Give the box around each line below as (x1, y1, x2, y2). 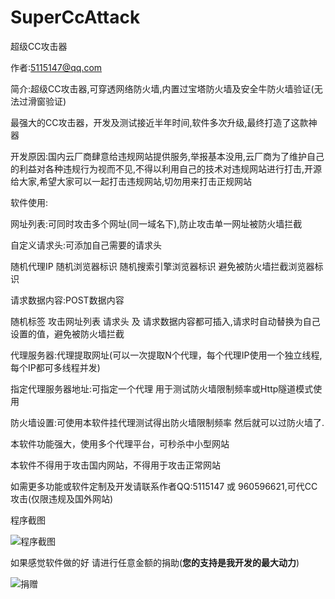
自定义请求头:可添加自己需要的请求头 (10, 239, 163, 251)
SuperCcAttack (10, 6, 141, 29)
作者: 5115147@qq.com (10, 61, 103, 73)
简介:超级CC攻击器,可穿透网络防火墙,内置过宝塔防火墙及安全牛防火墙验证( (10, 82, 315, 95)
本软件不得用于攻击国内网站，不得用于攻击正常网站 (10, 459, 221, 471)
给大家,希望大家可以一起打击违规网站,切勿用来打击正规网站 (10, 175, 253, 187)
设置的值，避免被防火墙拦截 (10, 327, 125, 340)
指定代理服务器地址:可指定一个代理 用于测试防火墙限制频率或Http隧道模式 (10, 382, 314, 395)
